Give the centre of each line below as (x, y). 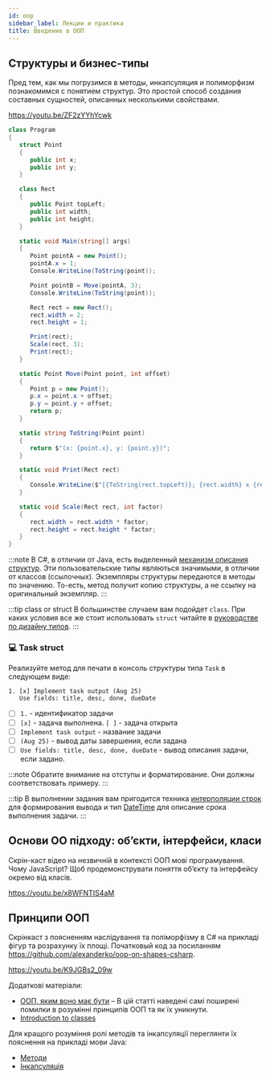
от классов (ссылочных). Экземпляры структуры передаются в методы (132, 577)
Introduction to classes (58, 1018)
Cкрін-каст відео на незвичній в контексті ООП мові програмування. (127, 860)
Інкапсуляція (42, 1066)
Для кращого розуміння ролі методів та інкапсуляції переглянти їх (123, 1034)
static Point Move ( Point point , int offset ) (95, 374)
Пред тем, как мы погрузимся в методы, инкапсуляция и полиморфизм (131, 83)
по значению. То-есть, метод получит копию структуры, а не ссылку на (132, 585)
